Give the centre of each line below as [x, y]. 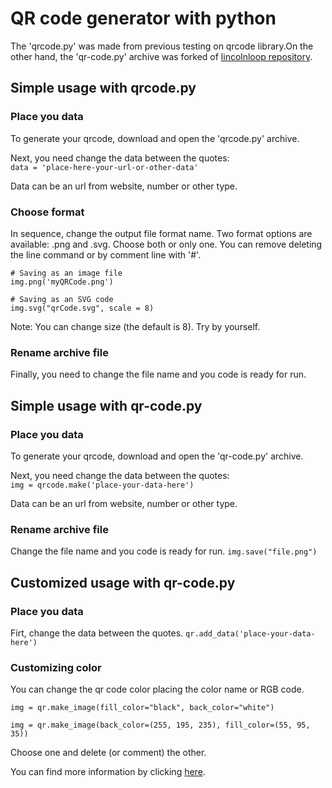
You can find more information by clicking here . [108, 772]
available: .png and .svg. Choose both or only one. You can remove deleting [166, 244]
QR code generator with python [143, 18]
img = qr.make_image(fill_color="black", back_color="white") [142, 708]
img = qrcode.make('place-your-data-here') [102, 485]
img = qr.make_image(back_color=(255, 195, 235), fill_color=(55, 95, [160, 725]
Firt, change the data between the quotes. [97, 633]
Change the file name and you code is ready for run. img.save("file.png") [164, 551]
